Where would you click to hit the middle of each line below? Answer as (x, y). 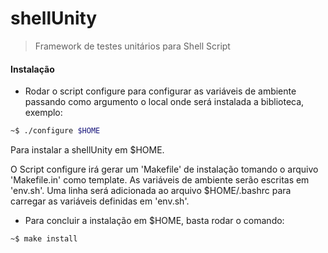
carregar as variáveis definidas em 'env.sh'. (100, 201)
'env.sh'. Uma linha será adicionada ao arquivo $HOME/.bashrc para (151, 191)
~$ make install (44, 239)
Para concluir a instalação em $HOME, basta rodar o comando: (154, 221)
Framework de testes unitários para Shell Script (132, 46)
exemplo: (43, 113)
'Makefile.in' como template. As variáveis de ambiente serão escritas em (160, 180)
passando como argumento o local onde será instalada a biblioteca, (164, 102)
